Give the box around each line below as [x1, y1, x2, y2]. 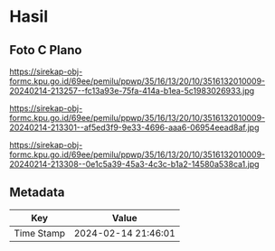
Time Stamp [14, 227, 66, 239]
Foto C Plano [9, 42, 82, 58]
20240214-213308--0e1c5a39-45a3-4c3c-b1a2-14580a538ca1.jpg [9, 159, 260, 169]
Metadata [9, 185, 65, 200]
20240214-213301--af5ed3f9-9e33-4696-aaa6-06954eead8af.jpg [9, 122, 260, 133]
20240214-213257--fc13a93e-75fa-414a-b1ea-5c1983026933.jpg [9, 86, 255, 96]
